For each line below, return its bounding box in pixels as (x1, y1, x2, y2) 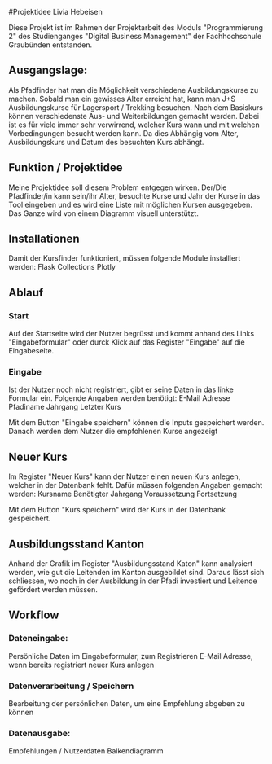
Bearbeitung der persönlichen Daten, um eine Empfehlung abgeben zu (8, 699, 246, 709)
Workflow (8, 608, 59, 622)
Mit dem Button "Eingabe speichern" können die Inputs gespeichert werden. (8, 418, 265, 428)
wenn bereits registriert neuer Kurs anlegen (8, 660, 155, 670)
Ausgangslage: (8, 64, 88, 77)
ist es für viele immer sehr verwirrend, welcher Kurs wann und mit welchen (8, 120, 260, 130)
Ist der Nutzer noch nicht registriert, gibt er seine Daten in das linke (8, 384, 234, 394)
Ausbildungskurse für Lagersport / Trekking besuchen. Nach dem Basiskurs (8, 102, 263, 112)
